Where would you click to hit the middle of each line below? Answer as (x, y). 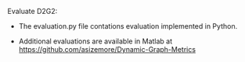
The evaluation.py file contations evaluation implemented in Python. (128, 26)
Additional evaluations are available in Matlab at (95, 41)
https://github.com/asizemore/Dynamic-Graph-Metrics (107, 49)
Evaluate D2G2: (32, 11)
